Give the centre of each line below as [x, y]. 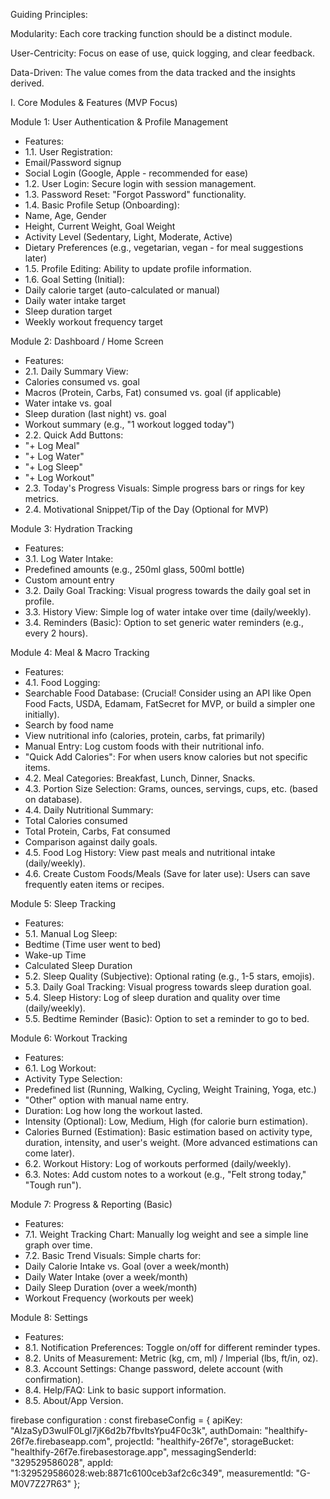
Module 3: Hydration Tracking [71, 528]
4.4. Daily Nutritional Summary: [89, 810]
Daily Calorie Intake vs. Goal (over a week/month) [127, 1266]
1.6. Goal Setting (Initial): [74, 279]
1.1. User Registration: [68, 152]
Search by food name [69, 725]
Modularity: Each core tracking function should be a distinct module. [151, 33]
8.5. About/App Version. [74, 1400]
